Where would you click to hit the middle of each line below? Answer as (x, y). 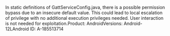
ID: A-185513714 (47, 29)
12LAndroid (17, 29)
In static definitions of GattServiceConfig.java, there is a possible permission (85, 7)
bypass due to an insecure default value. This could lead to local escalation (84, 13)
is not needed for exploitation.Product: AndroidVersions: (64, 23)
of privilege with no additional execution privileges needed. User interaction (84, 18)
